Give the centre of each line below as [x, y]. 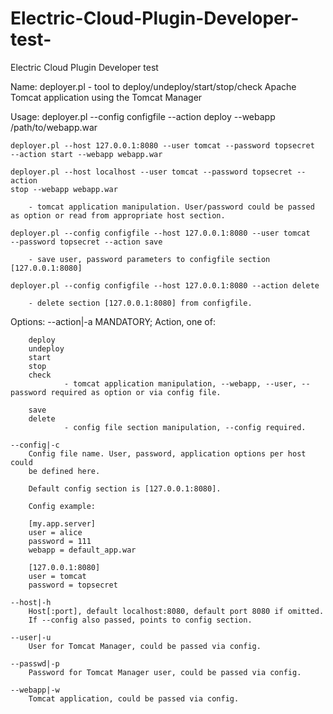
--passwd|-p [35, 663]
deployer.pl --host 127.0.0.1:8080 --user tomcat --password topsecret [162, 145]
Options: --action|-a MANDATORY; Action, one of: [113, 321]
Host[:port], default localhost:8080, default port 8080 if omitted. [176, 611]
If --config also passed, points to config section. [140, 620]
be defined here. [64, 471]
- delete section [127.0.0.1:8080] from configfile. [140, 303]
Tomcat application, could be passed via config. [134, 698]
